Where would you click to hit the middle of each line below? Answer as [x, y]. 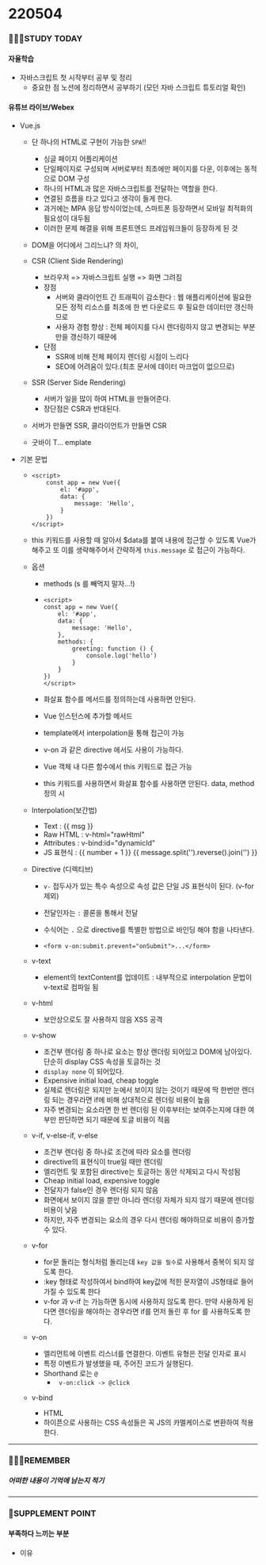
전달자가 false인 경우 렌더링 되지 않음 [101, 1190]
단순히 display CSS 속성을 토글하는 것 [102, 1061]
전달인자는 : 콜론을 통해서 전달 [91, 912]
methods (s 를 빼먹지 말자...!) [89, 583]
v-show [44, 1035]
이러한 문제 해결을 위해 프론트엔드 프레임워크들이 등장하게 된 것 [141, 228]
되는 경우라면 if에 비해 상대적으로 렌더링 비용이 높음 [131, 1099]
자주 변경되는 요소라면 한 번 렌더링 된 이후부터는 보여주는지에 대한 [145, 1109]
